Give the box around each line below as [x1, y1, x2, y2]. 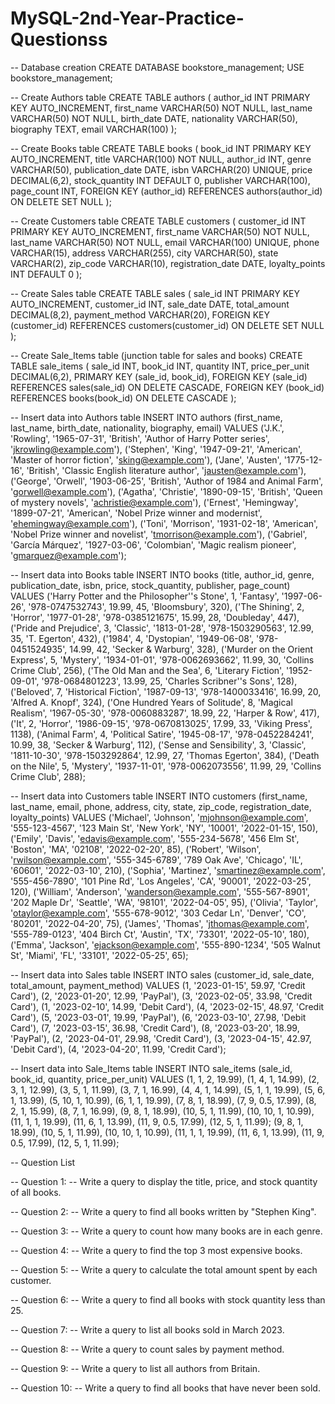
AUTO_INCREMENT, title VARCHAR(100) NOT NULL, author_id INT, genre [10, 153, 312, 165]
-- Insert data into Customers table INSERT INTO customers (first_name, [10, 790, 308, 802]
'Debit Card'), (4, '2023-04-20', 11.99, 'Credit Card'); [10, 1043, 227, 1055]
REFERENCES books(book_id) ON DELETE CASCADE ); [10, 392, 237, 404]
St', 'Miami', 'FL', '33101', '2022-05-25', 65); [10, 949, 189, 961]
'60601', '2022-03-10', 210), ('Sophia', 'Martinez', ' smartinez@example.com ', [10, 864, 326, 876]
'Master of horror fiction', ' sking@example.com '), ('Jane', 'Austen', [10, 453, 282, 466]
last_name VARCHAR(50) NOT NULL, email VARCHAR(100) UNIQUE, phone [10, 236, 320, 248]
